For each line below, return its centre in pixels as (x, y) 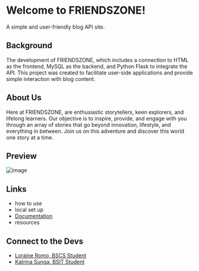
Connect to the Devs (45, 241)
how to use (29, 204)
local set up (29, 210)
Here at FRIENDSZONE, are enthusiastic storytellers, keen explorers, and (95, 112)
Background (29, 46)
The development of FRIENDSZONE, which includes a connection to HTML (97, 60)
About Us (24, 98)
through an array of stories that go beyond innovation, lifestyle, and (89, 124)
